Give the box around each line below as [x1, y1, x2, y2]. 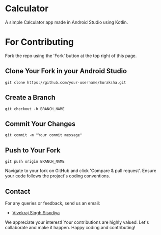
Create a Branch [5, 93, 55, 102]
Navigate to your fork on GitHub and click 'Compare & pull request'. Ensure [5, 168, 157, 174]
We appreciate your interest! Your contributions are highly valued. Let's [5, 219, 149, 225]
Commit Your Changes [5, 119, 76, 128]
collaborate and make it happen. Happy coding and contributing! [5, 224, 135, 230]
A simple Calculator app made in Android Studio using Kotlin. [5, 19, 128, 25]
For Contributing [5, 36, 74, 48]
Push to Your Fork [5, 146, 61, 154]
